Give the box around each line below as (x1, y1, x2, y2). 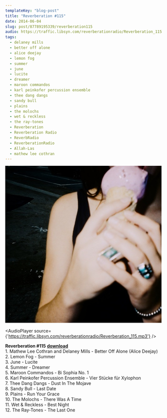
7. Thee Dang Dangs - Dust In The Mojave (5, 380, 91, 386)
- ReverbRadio (9, 135, 39, 140)
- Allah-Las (9, 146, 35, 151)
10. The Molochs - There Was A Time (5, 396, 81, 402)
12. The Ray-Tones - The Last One (5, 407, 75, 413)
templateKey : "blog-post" (5, 8, 59, 13)
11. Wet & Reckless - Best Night (5, 402, 69, 408)
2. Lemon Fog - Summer (5, 354, 55, 360)
